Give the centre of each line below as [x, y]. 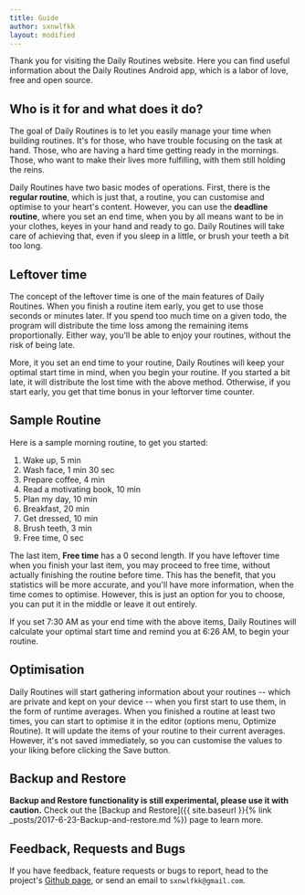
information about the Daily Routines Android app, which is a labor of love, [149, 70]
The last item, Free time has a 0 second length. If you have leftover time [145, 555]
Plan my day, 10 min [60, 499]
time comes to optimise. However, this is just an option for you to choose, [147, 594]
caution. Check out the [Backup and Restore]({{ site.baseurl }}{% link [141, 810]
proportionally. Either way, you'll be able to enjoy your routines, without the [150, 335]
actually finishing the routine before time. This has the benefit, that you [142, 574]
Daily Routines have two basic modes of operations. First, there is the [140, 187]
